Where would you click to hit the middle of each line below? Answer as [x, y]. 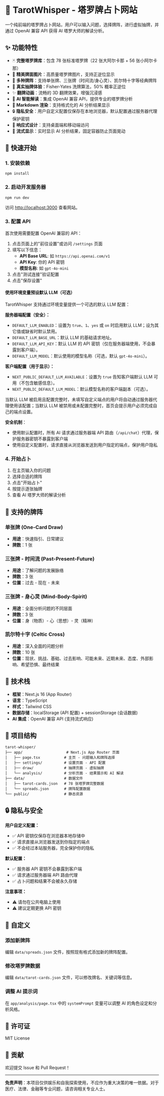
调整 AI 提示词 [21, 991]
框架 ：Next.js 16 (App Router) [42, 694]
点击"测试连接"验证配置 [36, 274]
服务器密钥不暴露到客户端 [42, 439]
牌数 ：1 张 [22, 545]
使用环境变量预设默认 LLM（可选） [40, 293]
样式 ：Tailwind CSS [32, 706]
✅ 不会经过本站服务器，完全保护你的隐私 [53, 848]
